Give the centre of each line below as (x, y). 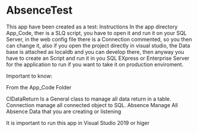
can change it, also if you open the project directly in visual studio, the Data (98, 46)
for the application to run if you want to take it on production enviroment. (95, 64)
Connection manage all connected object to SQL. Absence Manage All (92, 105)
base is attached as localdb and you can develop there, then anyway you (95, 51)
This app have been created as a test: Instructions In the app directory (92, 27)
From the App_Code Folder (39, 87)
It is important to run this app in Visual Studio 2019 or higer (78, 123)
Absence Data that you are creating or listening (64, 111)
